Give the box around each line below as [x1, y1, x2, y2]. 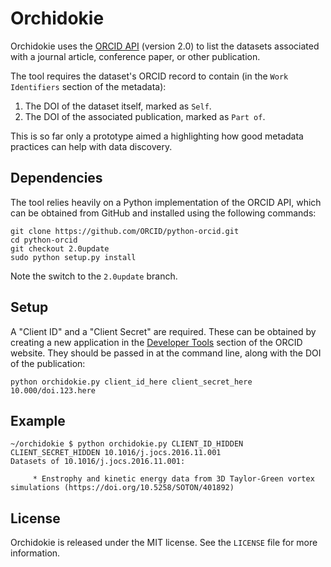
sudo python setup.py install [10, 252, 137, 262]
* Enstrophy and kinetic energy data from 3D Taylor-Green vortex [32, 474, 315, 484]
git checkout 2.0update [10, 243, 110, 254]
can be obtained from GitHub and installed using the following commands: [10, 207, 317, 219]
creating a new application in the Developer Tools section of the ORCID [10, 336, 303, 348]
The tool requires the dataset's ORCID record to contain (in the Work [10, 70, 289, 82]
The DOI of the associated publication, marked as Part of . [24, 110, 266, 122]
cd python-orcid [10, 235, 78, 245]
